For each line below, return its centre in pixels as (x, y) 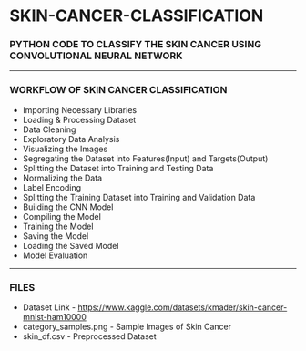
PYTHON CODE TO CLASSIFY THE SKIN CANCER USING (136, 45)
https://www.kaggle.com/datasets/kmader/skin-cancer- (182, 307)
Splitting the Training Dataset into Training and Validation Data (139, 197)
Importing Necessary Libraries (80, 109)
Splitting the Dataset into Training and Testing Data (118, 168)
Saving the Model (56, 236)
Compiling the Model (62, 216)
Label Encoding (52, 187)
